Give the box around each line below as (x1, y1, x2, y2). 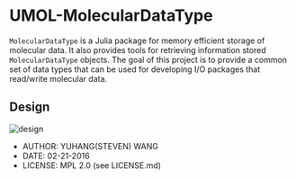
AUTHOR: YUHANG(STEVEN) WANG (22, 140, 159, 151)
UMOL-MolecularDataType (9, 5, 213, 26)
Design (9, 100, 50, 115)
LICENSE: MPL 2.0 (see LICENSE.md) (22, 159, 162, 171)
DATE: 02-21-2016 (22, 150, 90, 161)
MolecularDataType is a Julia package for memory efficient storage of (9, 35, 265, 46)
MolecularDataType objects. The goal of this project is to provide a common (9, 54, 288, 65)
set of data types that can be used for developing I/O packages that (9, 64, 261, 75)
